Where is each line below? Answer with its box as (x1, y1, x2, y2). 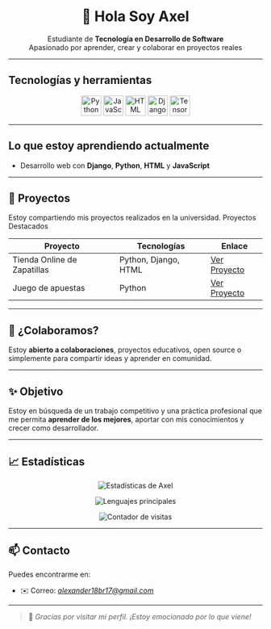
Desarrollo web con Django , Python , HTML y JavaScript (19, 161, 210, 170)
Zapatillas (12, 264, 50, 275)
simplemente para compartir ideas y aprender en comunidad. (8, 354, 212, 363)
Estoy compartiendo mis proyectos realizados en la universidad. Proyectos (8, 213, 256, 223)
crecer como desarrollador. (8, 423, 99, 433)
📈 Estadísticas (8, 455, 85, 469)
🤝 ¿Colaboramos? (8, 323, 99, 338)
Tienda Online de (12, 254, 77, 266)
